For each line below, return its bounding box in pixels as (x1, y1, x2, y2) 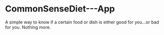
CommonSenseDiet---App (5, 3, 115, 14)
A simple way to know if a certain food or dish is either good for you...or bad (5, 19, 160, 25)
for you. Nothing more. (5, 24, 51, 30)
